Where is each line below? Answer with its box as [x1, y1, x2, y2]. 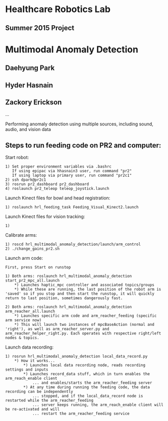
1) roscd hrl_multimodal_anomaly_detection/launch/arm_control [5, 242, 141, 247]
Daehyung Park [5, 64, 55, 73]
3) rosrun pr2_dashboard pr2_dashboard [5, 182, 89, 187]
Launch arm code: [5, 255, 43, 261]
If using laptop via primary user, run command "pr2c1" [12, 173, 132, 178]
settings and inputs [5, 367, 49, 372]
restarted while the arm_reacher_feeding [5, 398, 94, 403]
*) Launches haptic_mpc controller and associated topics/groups [14, 283, 155, 288]
